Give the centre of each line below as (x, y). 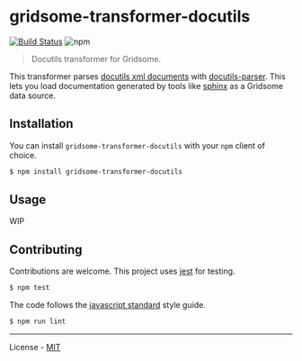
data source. (33, 95)
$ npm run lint (38, 321)
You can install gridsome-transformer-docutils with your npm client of (137, 145)
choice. (23, 155)
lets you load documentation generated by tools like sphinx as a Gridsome (147, 86)
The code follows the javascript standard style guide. (108, 305)
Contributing (46, 249)
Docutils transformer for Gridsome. (96, 59)
